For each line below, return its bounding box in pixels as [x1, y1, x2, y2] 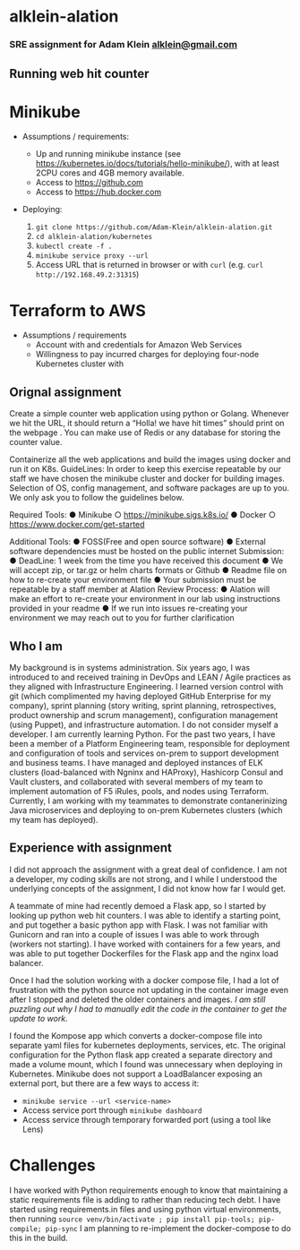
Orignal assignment [9, 384, 122, 399]
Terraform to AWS [9, 300, 146, 321]
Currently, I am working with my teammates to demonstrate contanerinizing [9, 795, 288, 806]
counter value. [9, 437, 63, 448]
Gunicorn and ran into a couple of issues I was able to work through [9, 929, 260, 939]
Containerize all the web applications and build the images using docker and [9, 454, 291, 465]
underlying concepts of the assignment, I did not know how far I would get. [9, 883, 287, 894]
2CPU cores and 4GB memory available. [35, 167, 185, 178]
